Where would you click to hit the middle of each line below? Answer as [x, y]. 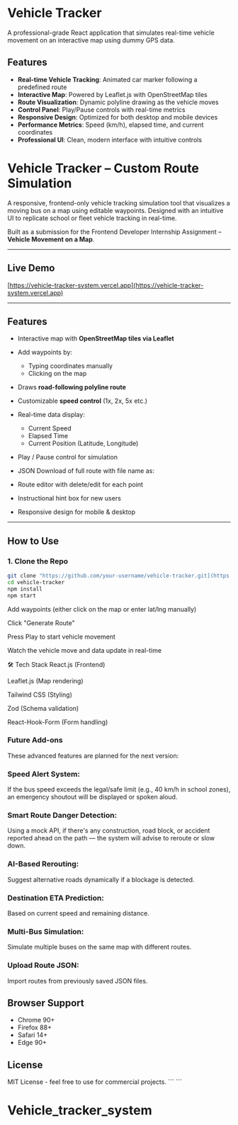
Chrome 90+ [36, 1020]
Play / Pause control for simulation [68, 457]
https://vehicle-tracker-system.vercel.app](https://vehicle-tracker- [107, 285]
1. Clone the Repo [38, 561]
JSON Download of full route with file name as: [86, 471]
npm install [25, 589]
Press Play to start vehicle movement [61, 636]
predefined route [42, 87]
